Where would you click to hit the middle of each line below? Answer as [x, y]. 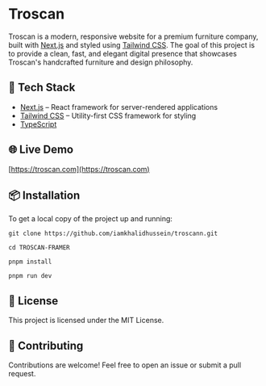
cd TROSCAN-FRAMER [39, 248]
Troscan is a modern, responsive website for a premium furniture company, [133, 36]
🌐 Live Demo [41, 150]
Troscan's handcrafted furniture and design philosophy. [101, 62]
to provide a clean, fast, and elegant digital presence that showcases [123, 53]
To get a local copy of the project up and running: [91, 219]
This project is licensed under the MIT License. [86, 321]
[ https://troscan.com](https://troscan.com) [79, 169]
